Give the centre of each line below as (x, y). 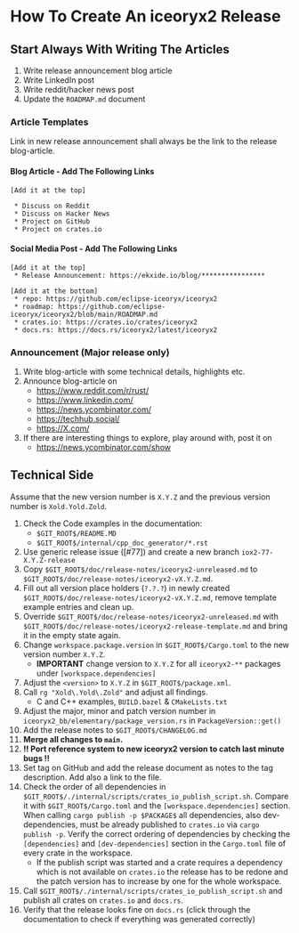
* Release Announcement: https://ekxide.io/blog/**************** (140, 275)
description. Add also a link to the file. (92, 777)
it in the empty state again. (72, 635)
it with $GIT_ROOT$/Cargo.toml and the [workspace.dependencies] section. (157, 805)
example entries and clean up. (78, 606)
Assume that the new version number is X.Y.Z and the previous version (140, 497)
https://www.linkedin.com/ (85, 400)
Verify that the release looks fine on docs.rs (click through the (137, 909)
